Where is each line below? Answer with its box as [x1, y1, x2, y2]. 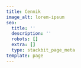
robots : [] [11, 36, 38, 42]
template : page [6, 53, 44, 59]
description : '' [11, 31, 51, 37]
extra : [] [11, 42, 35, 48]
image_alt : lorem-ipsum [6, 14, 65, 20]
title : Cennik [6, 8, 41, 15]
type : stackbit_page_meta [11, 47, 76, 53]
